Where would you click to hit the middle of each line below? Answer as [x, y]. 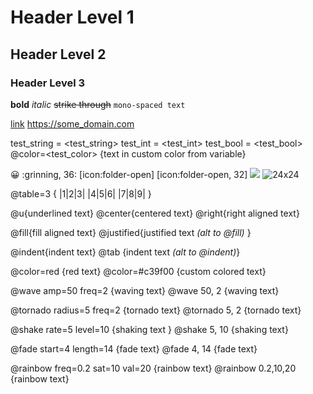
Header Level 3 [48, 83]
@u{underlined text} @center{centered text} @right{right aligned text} [155, 213]
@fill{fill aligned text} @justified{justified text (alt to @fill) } [131, 232]
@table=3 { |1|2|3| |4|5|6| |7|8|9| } [81, 193]
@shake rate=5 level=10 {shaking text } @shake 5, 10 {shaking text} [149, 329]
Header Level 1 [72, 17]
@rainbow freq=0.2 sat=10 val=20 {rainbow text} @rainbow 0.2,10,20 [153, 368]
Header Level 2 [58, 54]
